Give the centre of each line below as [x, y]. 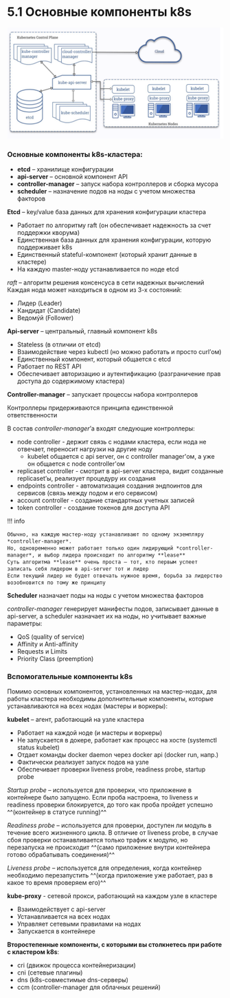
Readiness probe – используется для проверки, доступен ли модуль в [109, 825]
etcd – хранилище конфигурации [65, 169]
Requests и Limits [42, 652]
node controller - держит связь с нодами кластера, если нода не [112, 442]
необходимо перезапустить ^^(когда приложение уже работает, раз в [110, 875]
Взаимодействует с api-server [61, 909]
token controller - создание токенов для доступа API [93, 508]
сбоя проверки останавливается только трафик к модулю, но [97, 840]
